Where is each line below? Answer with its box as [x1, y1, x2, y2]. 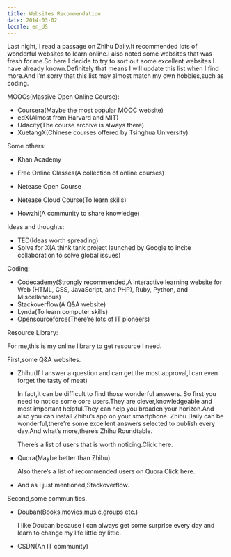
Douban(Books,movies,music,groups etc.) [17, 508, 138, 516]
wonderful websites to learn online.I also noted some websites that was [7, 49, 212, 58]
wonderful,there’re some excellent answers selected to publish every [17, 419, 216, 428]
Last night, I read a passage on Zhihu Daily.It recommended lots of [7, 42, 198, 51]
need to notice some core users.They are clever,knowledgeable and [17, 398, 212, 406]
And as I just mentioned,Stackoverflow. [17, 481, 130, 489]
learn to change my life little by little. [17, 528, 122, 537]
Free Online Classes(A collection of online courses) [17, 168, 165, 178]
